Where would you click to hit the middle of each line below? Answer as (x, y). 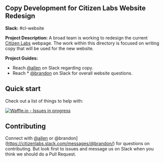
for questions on (133, 143)
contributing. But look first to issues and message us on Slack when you (79, 149)
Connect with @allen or (29, 138)
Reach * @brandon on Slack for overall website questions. (72, 73)
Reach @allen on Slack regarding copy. (53, 67)
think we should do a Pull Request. (41, 154)
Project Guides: (22, 58)
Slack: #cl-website (25, 28)
